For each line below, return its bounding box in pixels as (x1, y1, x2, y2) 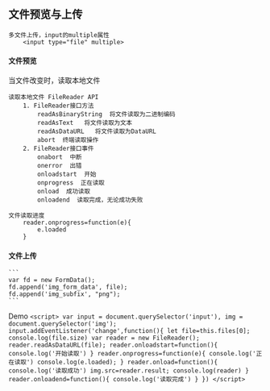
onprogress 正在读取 (37, 179, 105, 187)
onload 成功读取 (37, 188, 91, 196)
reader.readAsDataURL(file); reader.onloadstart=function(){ (8, 341, 218, 349)
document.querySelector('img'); (8, 320, 117, 328)
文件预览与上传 (8, 7, 83, 22)
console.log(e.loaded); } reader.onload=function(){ (37, 358, 218, 367)
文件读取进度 (8, 212, 45, 220)
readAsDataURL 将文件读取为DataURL (37, 127, 157, 135)
